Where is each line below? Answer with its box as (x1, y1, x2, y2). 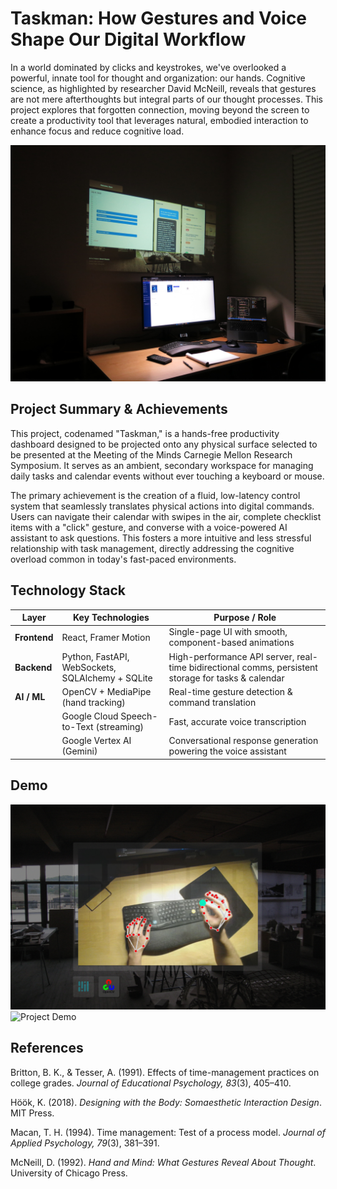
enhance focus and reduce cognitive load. (10, 125, 185, 137)
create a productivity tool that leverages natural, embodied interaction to (10, 114, 309, 126)
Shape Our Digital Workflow (10, 28, 247, 51)
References (10, 1040, 84, 1057)
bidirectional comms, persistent (188, 661, 318, 673)
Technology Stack (10, 582, 126, 599)
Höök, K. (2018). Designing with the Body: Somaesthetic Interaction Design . (10, 1096, 322, 1108)
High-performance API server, (168, 650, 295, 662)
